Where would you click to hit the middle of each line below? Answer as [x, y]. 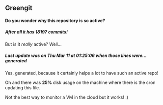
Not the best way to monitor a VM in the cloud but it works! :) [67, 97]
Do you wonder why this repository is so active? [55, 20]
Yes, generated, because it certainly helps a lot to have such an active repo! [82, 73]
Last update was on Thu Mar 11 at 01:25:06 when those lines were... [76, 55]
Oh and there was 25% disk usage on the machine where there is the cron [80, 82]
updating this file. [23, 87]
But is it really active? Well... [33, 44]
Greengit [19, 8]
